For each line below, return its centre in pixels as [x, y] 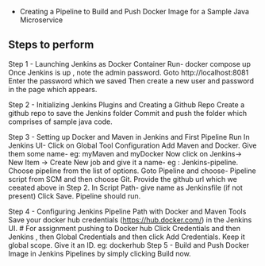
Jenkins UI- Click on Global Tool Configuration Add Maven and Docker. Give [132, 145]
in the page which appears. [53, 89]
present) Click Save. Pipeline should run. [75, 196]
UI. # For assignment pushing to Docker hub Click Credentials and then [124, 228]
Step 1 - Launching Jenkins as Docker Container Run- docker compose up [130, 64]
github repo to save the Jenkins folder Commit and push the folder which [128, 113]
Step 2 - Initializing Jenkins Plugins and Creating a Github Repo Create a [126, 104]
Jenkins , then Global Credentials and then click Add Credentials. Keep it [127, 237]
